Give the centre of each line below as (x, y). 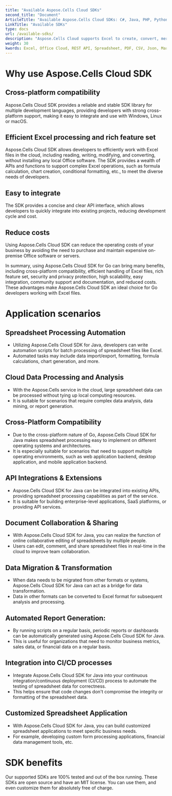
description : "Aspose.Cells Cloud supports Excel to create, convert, (82, 39)
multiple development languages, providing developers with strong (76, 110)
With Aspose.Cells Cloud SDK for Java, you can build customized (82, 725)
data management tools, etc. (43, 742)
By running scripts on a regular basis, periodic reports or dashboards (85, 630)
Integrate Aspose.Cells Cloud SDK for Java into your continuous (80, 675)
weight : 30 (17, 44)
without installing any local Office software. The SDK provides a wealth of (83, 161)
